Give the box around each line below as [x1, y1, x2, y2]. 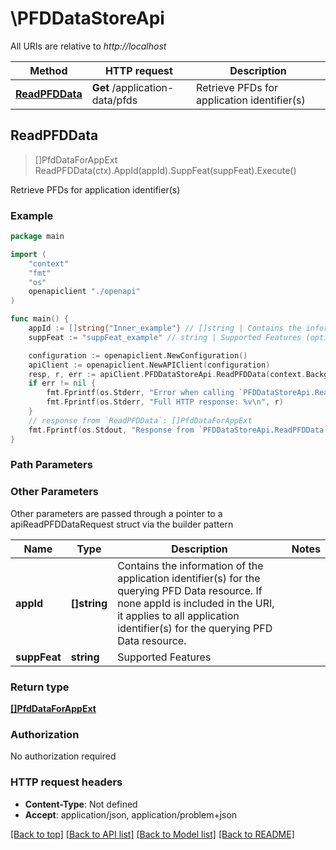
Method [29, 63, 68, 77]
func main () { [10, 314, 70, 324]
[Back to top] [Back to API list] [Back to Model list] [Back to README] [10, 828, 295, 840]
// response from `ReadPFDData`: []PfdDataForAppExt [28, 415, 253, 426]
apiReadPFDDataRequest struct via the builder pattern [10, 518, 234, 530]
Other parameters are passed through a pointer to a [10, 507, 223, 519]
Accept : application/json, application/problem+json [24, 808, 238, 821]
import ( [10, 249, 47, 259]
